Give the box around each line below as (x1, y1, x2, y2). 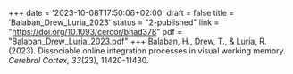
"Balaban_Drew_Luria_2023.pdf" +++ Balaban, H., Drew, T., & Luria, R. (8, 36, 267, 46)
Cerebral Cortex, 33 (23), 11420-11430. (8, 55, 149, 65)
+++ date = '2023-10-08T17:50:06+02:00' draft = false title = (8, 8, 235, 18)
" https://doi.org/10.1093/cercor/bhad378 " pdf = (8, 27, 183, 37)
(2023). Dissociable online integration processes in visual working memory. (8, 45, 287, 56)
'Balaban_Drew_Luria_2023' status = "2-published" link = (8, 17, 220, 28)
